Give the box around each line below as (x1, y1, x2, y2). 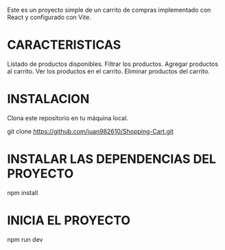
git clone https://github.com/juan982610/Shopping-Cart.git (7, 127, 174, 135)
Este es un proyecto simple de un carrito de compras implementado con (7, 6, 211, 14)
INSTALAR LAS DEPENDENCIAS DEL (7, 151, 216, 167)
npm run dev (7, 235, 43, 243)
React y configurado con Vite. (7, 13, 91, 21)
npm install (7, 188, 38, 196)
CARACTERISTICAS (7, 37, 121, 53)
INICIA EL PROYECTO (7, 213, 131, 228)
